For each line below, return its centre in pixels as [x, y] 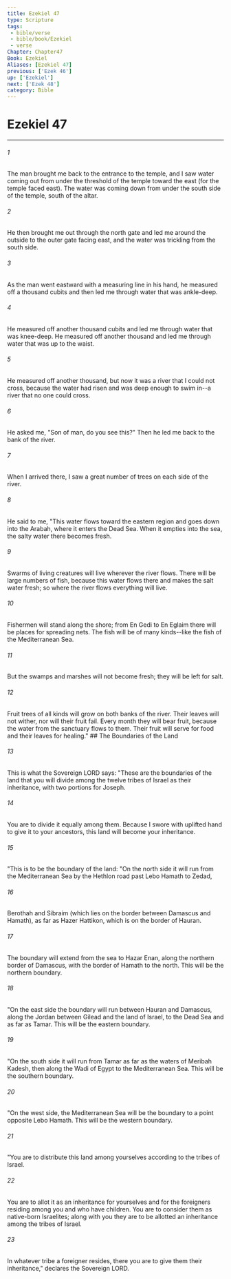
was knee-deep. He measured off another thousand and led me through [109, 336]
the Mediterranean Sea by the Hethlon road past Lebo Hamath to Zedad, [110, 876]
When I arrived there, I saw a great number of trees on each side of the [108, 477]
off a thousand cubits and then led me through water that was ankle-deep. [112, 292]
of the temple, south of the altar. [53, 196]
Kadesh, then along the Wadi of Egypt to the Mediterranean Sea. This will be [115, 1068]
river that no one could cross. [49, 395]
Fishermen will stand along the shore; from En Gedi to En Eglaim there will [112, 625]
